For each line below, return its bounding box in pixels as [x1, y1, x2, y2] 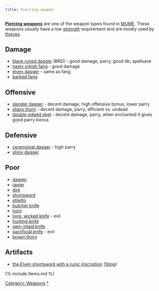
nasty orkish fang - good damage [12, 63, 80, 69]
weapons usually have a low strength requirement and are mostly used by [5, 26, 155, 32]
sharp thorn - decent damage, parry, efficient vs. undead [12, 106, 128, 112]
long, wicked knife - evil [12, 213, 61, 219]
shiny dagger [12, 149, 39, 155]
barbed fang [12, 74, 38, 80]
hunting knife [12, 218, 39, 224]
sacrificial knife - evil [12, 229, 55, 235]
